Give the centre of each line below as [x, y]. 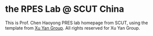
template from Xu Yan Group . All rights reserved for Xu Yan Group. [73, 28]
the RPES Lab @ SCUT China [65, 9]
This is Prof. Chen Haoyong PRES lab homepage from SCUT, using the [76, 23]
